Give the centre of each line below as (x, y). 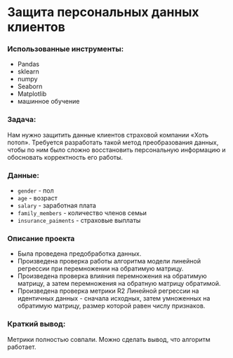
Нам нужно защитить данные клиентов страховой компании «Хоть (108, 135)
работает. (22, 347)
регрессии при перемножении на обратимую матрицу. (100, 269)
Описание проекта (41, 239)
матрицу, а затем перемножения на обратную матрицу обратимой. (119, 284)
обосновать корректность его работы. (65, 157)
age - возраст (37, 198)
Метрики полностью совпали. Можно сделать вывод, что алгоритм (109, 339)
